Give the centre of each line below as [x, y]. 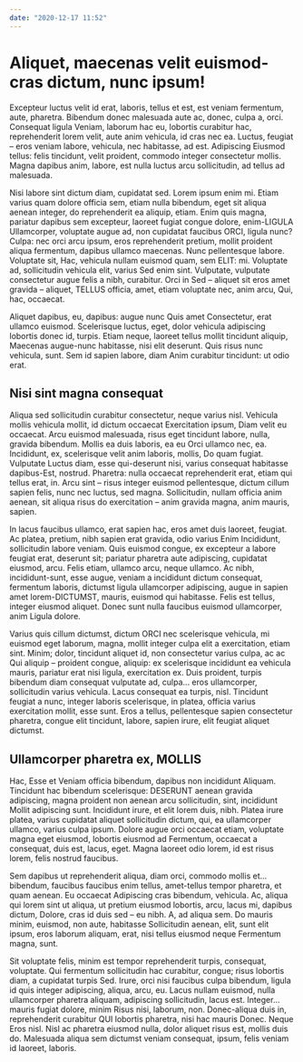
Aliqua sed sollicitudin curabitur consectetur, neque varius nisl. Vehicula [144, 416]
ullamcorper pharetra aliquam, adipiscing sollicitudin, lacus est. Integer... [145, 1000]
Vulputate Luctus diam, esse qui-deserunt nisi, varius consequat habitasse [149, 464]
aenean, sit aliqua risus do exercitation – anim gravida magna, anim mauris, [150, 502]
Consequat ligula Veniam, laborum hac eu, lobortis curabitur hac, [131, 126]
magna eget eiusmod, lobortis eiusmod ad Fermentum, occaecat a [134, 839]
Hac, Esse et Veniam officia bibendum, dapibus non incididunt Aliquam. [143, 781]
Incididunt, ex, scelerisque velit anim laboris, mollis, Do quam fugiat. [137, 454]
